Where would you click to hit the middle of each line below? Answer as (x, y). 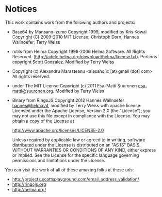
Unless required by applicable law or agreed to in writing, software (79, 140)
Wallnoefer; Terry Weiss (36, 42)
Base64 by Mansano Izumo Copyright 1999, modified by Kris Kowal (79, 32)
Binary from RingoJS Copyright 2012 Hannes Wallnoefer (68, 100)
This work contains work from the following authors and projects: (70, 22)
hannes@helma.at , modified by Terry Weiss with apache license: (77, 105)
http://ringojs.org (29, 184)
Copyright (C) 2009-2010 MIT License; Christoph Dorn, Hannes (75, 37)
